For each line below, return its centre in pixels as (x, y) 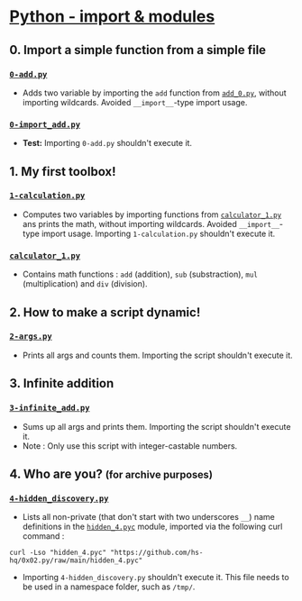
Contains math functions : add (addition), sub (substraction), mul (140, 274)
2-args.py (31, 337)
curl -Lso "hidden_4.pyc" (58, 553)
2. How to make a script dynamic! (105, 312)
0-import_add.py (45, 124)
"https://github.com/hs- (156, 553)
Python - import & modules (112, 17)
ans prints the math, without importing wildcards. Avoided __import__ (151, 223)
